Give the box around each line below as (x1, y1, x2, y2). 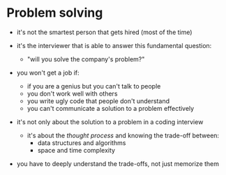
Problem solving (6, 5, 103, 21)
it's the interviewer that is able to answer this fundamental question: (16, 41, 212, 50)
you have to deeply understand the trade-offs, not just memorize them (16, 159, 220, 168)
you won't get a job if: (16, 68, 80, 77)
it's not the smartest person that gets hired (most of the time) (16, 28, 193, 36)
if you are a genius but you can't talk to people (27, 82, 161, 90)
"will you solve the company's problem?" (27, 54, 145, 63)
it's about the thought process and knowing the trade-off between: (27, 131, 220, 139)
